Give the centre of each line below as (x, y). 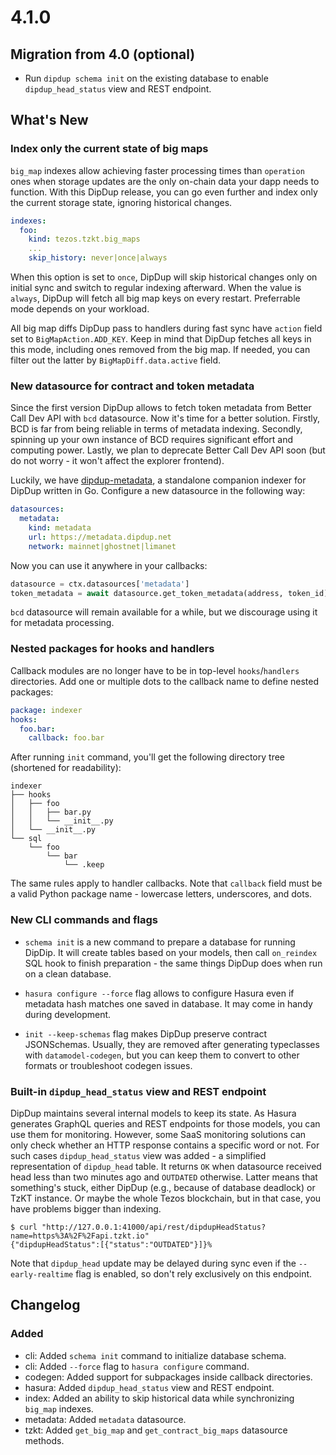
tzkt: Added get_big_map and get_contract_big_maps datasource (156, 1430)
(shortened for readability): (66, 768)
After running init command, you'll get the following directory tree (148, 757)
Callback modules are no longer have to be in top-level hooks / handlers (155, 670)
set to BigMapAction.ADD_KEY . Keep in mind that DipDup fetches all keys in (161, 339)
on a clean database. (68, 973)
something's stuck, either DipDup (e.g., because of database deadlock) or (163, 1187)
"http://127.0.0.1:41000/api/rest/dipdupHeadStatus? (154, 1227)
